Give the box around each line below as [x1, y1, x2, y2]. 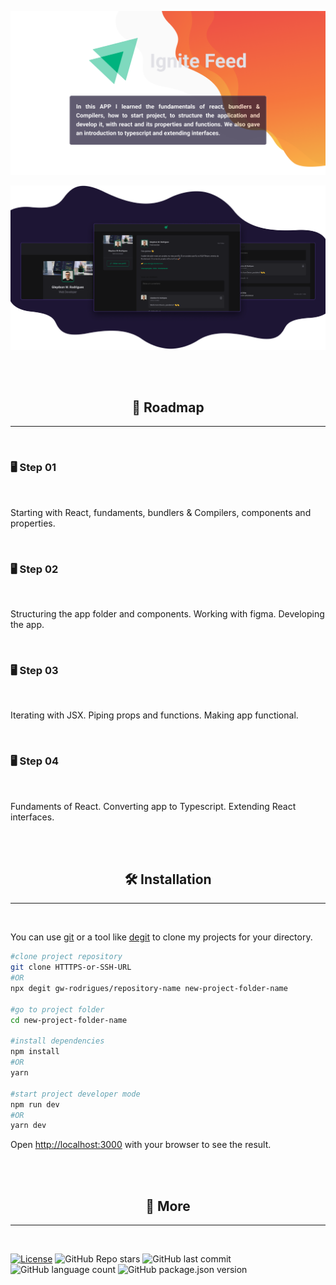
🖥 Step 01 [10, 461, 57, 475]
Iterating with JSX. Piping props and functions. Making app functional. [10, 709, 299, 721]
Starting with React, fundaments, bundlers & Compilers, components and [10, 506, 312, 518]
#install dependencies [10, 1036, 105, 1046]
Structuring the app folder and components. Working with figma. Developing [10, 608, 325, 620]
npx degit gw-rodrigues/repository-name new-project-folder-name [10, 984, 288, 994]
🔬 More [145, 1197, 191, 1215]
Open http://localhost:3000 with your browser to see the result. [10, 1139, 272, 1151]
